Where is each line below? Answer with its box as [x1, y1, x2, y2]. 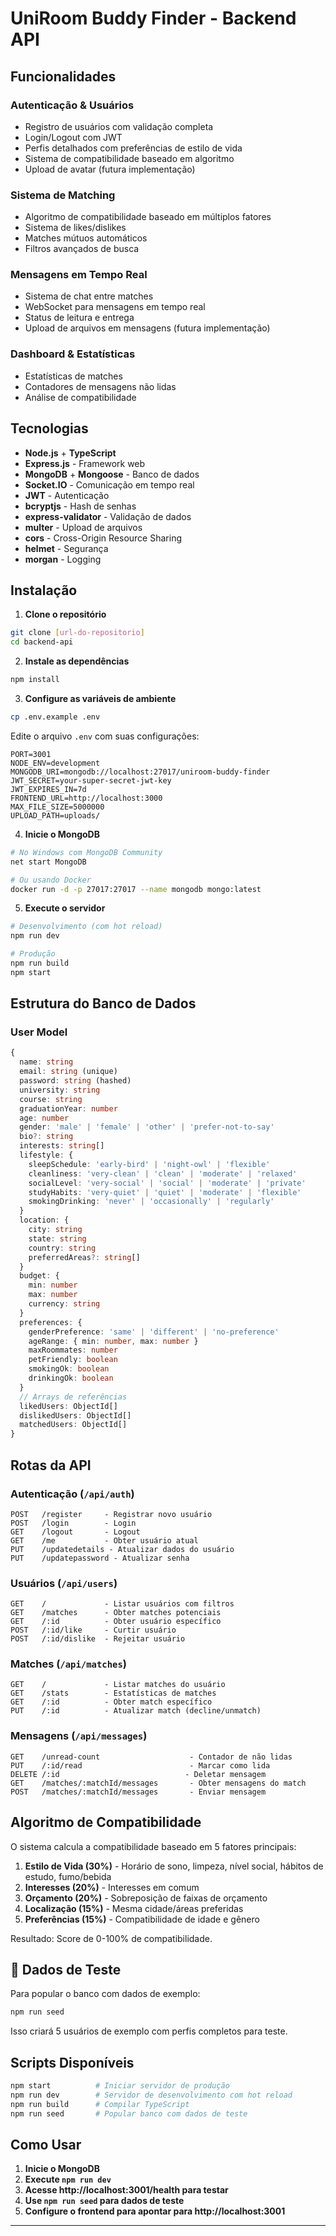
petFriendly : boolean [28, 1355, 118, 1365]
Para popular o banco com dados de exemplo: [10, 1988, 201, 2000]
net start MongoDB [10, 857, 87, 867]
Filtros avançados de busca [24, 243, 140, 255]
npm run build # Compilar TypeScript [10, 2099, 190, 2109]
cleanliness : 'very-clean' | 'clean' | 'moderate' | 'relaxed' [28, 1168, 298, 1179]
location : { [19, 1215, 70, 1226]
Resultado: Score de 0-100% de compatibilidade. [10, 1932, 213, 1944]
